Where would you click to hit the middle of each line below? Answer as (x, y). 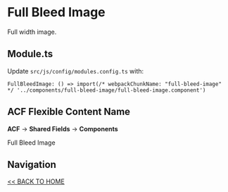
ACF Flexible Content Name (69, 112)
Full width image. (32, 32)
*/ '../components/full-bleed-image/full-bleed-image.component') (107, 90)
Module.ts (30, 54)
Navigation (32, 164)
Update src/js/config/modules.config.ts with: (76, 71)
